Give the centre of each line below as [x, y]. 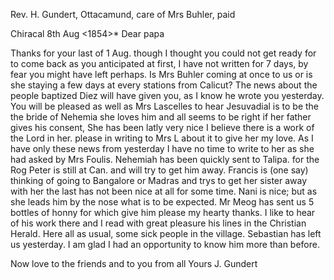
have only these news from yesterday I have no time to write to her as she [162, 148]
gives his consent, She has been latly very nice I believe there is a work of [162, 127]
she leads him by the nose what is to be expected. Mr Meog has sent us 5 [162, 202]
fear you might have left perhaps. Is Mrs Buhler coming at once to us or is [161, 74]
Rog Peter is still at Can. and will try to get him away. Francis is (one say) [159, 170]
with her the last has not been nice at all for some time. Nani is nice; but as [164, 191]
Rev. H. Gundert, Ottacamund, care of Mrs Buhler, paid [123, 14]
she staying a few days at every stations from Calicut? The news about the [164, 85]
